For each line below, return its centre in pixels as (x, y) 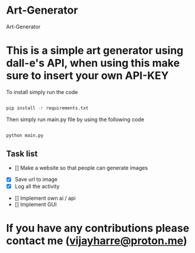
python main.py (25, 135)
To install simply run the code (42, 92)
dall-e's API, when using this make (93, 63)
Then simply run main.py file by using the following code (75, 119)
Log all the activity (37, 186)
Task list (22, 154)
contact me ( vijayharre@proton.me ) (97, 241)
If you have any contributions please (98, 228)
